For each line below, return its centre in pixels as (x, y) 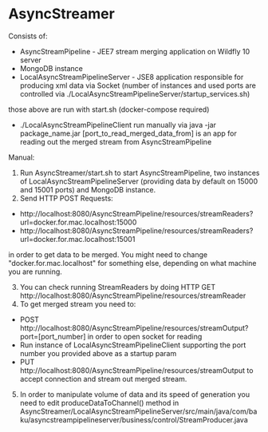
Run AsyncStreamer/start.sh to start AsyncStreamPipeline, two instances (140, 172)
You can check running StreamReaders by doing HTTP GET (118, 287)
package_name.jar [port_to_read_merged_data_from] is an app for (128, 133)
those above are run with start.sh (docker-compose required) (109, 109)
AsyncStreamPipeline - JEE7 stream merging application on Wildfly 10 (134, 51)
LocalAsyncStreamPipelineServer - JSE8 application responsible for (132, 77)
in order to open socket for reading (145, 336)
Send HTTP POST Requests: (66, 198)
